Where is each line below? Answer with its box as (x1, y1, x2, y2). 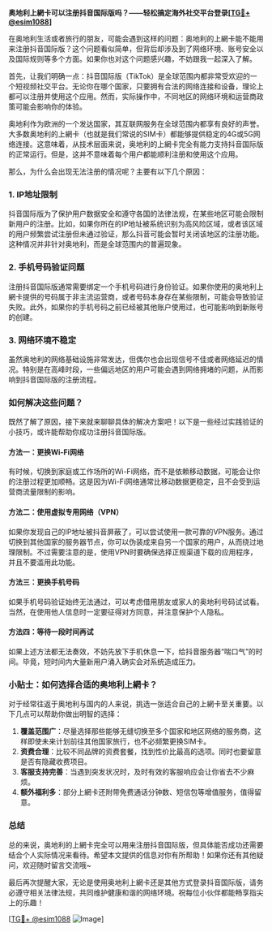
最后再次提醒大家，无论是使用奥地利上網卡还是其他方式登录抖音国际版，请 (8, 877, 257, 887)
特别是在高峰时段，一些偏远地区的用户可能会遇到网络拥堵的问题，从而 (22, 365, 257, 374)
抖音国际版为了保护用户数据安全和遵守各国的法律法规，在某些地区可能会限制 (8, 209, 264, 218)
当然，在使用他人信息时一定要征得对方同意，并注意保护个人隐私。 (8, 606, 228, 616)
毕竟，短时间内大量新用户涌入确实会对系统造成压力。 (22, 657, 200, 667)
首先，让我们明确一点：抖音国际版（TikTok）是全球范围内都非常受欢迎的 (8, 71, 251, 80)
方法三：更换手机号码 (8, 577, 79, 587)
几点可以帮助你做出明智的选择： (15, 710, 122, 719)
